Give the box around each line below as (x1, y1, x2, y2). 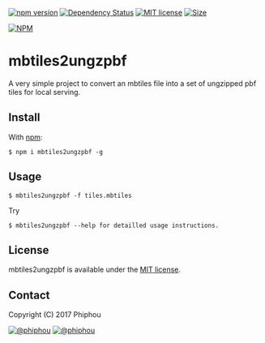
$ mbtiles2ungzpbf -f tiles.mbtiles (8, 191, 132, 199)
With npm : (8, 132, 43, 142)
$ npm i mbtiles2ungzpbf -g (8, 148, 104, 156)
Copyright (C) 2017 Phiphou (8, 310, 101, 319)
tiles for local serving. (8, 87, 81, 96)
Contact (8, 288, 50, 302)
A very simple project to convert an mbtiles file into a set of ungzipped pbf (8, 78, 257, 88)
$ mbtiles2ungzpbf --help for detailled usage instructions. (8, 221, 220, 229)
